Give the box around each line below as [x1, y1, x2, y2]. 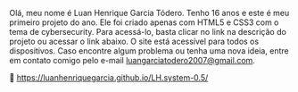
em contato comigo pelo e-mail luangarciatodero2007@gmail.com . [9, 55, 256, 65]
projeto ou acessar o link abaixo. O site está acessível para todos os [9, 36, 260, 46]
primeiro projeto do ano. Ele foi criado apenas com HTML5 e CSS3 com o [9, 17, 279, 28]
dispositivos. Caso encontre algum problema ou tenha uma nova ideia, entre [9, 46, 290, 56]
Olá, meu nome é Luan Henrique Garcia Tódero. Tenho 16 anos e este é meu [9, 8, 290, 18]
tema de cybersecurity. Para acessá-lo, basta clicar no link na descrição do [9, 27, 287, 37]
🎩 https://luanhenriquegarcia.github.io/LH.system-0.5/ [9, 72, 209, 83]
